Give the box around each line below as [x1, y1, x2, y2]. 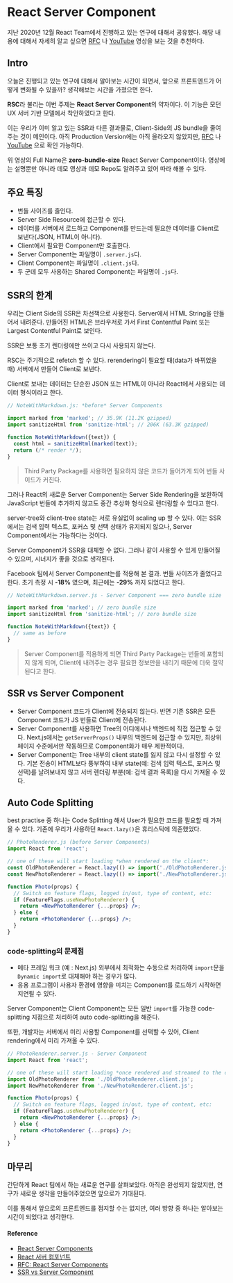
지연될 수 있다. [17, 990, 57, 998]
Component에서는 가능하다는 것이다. [7, 531, 107, 539]
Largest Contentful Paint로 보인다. [7, 327, 103, 335]
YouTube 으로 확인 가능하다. [7, 140, 85, 149]
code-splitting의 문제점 [7, 946, 85, 956]
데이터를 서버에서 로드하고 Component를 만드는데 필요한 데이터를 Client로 [17, 224, 220, 232]
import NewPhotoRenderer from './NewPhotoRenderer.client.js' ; [7, 1082, 194, 1089]
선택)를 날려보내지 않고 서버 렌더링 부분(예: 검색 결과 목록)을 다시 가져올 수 [17, 767, 218, 776]
